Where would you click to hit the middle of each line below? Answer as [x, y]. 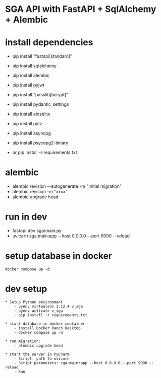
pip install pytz [27, 124]
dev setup [26, 289]
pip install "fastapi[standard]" [42, 56]
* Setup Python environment [34, 302]
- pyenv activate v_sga [39, 311]
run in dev [26, 217]
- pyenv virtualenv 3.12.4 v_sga [49, 306]
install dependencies [49, 42]
